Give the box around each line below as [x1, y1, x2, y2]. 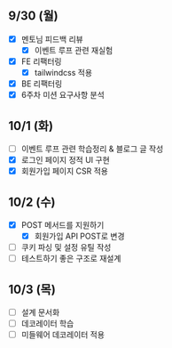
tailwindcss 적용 [34, 68, 93, 77]
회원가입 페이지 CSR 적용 [20, 166, 108, 176]
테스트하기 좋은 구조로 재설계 [20, 253, 121, 264]
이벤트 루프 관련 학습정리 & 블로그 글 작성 [20, 143, 164, 154]
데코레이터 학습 [20, 319, 74, 329]
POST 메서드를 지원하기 [20, 220, 105, 230]
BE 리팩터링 [20, 78, 63, 89]
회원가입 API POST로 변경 [34, 231, 125, 242]
